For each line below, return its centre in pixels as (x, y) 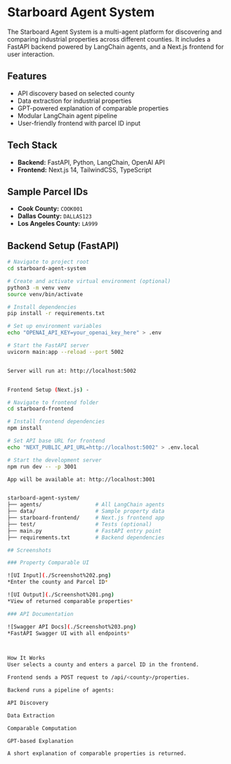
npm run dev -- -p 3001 (42, 466)
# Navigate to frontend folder (53, 402)
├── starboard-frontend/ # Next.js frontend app (86, 518)
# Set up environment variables (54, 326)
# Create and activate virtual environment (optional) (89, 281)
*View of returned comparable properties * (70, 601)
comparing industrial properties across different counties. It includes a (109, 39)
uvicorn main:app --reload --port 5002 (66, 352)
